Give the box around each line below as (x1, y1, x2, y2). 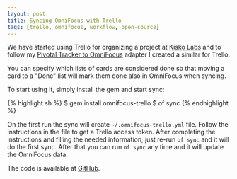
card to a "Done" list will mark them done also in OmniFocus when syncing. (7, 71, 226, 80)
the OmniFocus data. (7, 150, 69, 159)
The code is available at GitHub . (7, 164, 100, 173)
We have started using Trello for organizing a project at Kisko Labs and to (7, 43, 221, 52)
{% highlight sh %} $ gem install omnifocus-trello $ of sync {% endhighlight (7, 99, 229, 108)
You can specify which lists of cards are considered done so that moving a (7, 64, 225, 73)
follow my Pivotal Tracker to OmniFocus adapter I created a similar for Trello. (7, 50, 231, 59)
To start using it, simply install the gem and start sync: (7, 86, 165, 94)
